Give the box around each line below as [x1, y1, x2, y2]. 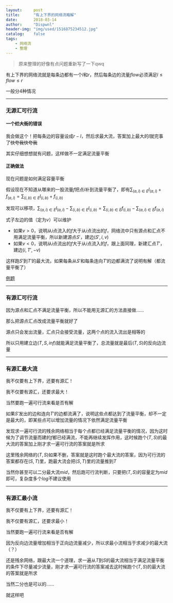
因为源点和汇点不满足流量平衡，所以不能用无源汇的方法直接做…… [6, 307, 144, 313]
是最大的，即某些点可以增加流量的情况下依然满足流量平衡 [6, 417, 127, 423]
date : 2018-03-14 [6, 17, 57, 22]
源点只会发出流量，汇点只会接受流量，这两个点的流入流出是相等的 [6, 329, 145, 335]
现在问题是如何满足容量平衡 [6, 175, 65, 182]
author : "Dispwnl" [6, 22, 54, 27]
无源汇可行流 [6, 107, 38, 114]
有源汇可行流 [6, 294, 38, 302]
